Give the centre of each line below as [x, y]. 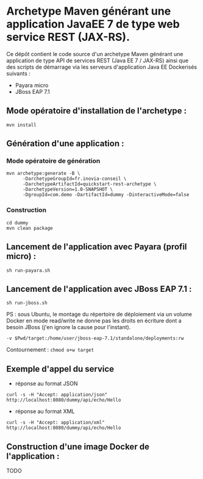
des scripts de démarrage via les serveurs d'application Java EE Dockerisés [101, 67]
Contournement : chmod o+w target [50, 350]
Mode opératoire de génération [53, 161]
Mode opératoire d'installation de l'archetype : [97, 111]
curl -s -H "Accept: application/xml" [55, 423]
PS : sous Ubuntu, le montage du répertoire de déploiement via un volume [99, 314]
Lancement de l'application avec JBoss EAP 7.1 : [99, 289]
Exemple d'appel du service [60, 369]
